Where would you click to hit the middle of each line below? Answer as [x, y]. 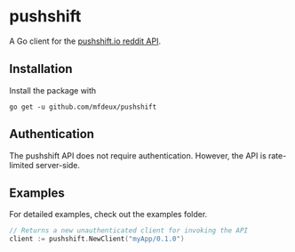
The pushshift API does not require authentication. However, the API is [138, 155]
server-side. [58, 165]
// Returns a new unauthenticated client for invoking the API [129, 231]
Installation [41, 69]
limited [21, 165]
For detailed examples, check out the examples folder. [108, 215]
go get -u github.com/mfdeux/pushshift [83, 107]
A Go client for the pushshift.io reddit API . [85, 41]
